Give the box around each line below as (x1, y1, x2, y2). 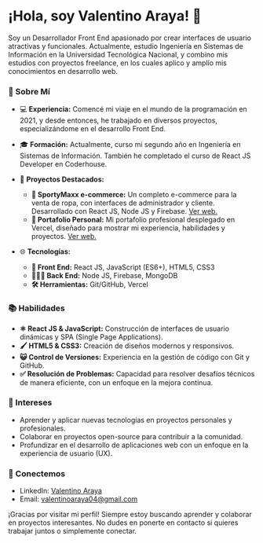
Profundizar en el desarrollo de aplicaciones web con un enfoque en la (19, 440, 249, 449)
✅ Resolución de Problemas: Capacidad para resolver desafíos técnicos (19, 369, 255, 378)
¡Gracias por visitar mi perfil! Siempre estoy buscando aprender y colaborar (8, 510, 253, 519)
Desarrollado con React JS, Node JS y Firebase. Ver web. (31, 207, 218, 216)
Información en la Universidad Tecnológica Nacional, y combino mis (8, 50, 228, 59)
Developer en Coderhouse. (19, 160, 108, 169)
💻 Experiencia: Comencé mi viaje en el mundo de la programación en (19, 105, 247, 114)
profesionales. (19, 424, 67, 433)
